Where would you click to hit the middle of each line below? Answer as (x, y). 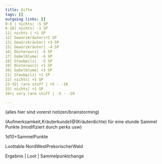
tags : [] (14, 14)
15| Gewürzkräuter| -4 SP (32, 47)
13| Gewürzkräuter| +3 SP (32, 42)
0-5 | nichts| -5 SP (27, 24)
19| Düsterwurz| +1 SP (29, 65)
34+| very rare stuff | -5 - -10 (40, 93)
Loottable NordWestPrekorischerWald (44, 146)
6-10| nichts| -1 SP (27, 28)
